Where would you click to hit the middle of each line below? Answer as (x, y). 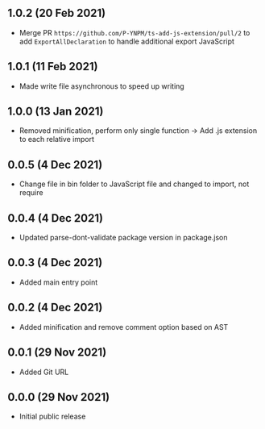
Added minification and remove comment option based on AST (124, 327)
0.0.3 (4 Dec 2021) (55, 262)
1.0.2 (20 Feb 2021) (57, 13)
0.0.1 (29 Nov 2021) (57, 353)
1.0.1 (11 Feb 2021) (53, 67)
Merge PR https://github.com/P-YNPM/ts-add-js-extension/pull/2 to (135, 32)
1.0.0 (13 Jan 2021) (56, 112)
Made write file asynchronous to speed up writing (101, 86)
